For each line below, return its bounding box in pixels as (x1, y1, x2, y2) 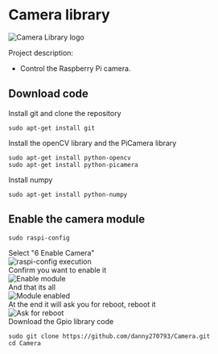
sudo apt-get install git (8, 123, 95, 132)
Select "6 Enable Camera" (8, 248, 95, 257)
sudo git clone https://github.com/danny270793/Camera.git (8, 332, 211, 340)
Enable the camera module (8, 212, 146, 227)
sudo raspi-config (8, 234, 70, 242)
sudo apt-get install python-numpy (8, 190, 128, 198)
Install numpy (8, 175, 53, 185)
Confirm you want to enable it (8, 264, 107, 275)
